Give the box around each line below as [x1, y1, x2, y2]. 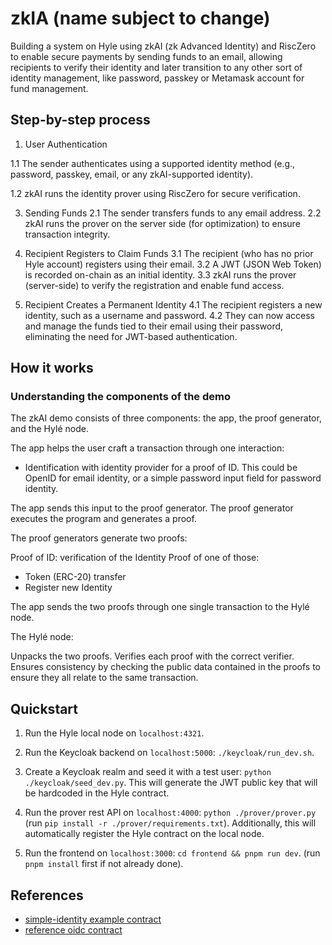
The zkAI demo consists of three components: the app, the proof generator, [10, 412, 322, 424]
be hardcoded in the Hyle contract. [24, 787, 170, 799]
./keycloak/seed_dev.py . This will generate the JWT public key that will [24, 777, 318, 789]
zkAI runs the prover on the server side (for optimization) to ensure [24, 217, 301, 229]
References [10, 887, 84, 904]
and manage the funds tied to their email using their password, [24, 320, 284, 332]
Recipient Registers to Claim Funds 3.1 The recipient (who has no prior [24, 247, 314, 259]
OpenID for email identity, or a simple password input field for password [24, 472, 322, 484]
